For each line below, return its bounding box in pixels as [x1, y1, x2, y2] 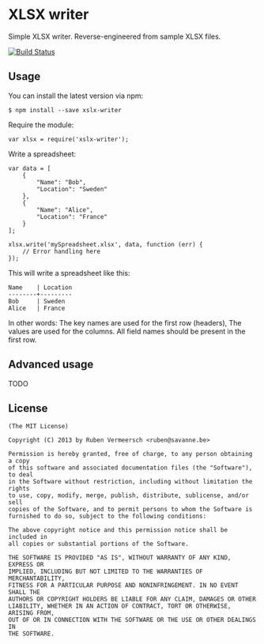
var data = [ [8, 164, 51, 172]
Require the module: [8, 120, 74, 130]
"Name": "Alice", [36, 205, 93, 214]
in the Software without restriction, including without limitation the [8, 478, 253, 486]
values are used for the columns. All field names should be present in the [8, 326, 246, 336]
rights [8, 484, 30, 493]
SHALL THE [8, 589, 41, 597]
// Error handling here [22, 247, 101, 255]
